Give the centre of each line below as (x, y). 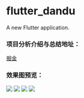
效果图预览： (25, 75)
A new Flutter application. (38, 27)
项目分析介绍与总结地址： (43, 44)
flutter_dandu (41, 11)
